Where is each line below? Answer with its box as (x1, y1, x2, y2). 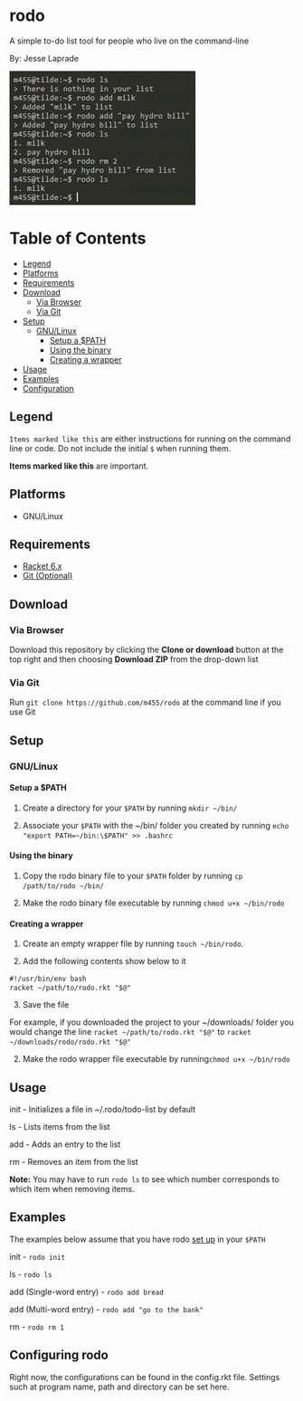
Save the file (22, 999, 70, 1010)
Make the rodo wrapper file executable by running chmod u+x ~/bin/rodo (22, 1054, 291, 1065)
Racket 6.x (22, 561, 62, 572)
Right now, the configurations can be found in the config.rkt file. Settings (9, 1371, 280, 1382)
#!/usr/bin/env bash (9, 974, 88, 984)
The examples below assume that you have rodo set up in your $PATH (9, 1234, 266, 1245)
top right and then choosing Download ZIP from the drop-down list (9, 654, 260, 665)
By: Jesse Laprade (9, 52, 80, 63)
